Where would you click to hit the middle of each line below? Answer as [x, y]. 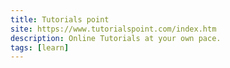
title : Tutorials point [60, 19]
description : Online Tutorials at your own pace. [116, 38]
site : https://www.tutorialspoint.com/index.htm [113, 29]
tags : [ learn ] [40, 47]
